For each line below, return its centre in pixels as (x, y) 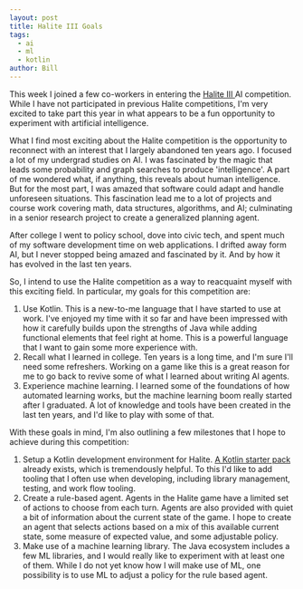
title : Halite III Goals (56, 26)
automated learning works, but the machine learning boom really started (157, 395)
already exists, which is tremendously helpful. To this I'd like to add (147, 468)
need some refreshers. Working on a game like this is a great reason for (156, 366)
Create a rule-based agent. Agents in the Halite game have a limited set (156, 497)
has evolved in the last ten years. (71, 264)
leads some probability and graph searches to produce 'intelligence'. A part (150, 169)
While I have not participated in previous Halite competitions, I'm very (139, 103)
